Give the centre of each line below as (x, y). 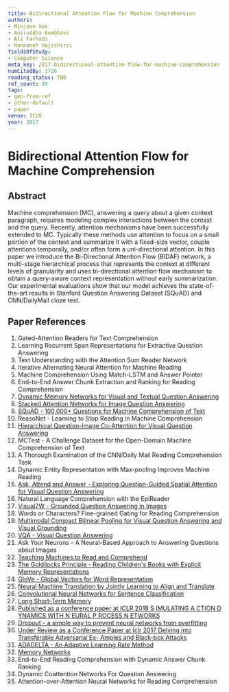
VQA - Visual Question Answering (65, 535)
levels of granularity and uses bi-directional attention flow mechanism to (110, 271)
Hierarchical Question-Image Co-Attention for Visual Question (105, 426)
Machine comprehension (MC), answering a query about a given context (110, 212)
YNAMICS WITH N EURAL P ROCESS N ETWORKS (89, 616)
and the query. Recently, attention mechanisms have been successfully (108, 227)
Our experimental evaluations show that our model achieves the (98, 285)
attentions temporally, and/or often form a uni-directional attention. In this (111, 249)
